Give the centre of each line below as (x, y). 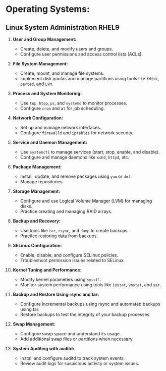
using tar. (30, 309)
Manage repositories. (42, 182)
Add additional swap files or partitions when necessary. (77, 339)
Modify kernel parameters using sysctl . (61, 279)
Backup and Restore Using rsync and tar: (56, 294)
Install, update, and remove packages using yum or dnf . (76, 176)
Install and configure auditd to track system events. (73, 358)
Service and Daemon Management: (50, 142)
